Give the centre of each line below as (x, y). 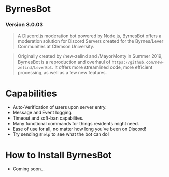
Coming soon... (29, 169)
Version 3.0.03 (24, 25)
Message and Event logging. (43, 113)
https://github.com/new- (138, 62)
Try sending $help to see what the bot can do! (61, 134)
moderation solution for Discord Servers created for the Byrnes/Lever (91, 41)
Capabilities (31, 93)
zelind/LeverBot (35, 68)
